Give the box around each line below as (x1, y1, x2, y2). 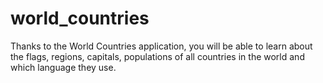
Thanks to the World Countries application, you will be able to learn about (10, 40, 313, 52)
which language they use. (10, 61, 117, 73)
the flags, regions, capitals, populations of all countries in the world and (10, 50, 305, 62)
